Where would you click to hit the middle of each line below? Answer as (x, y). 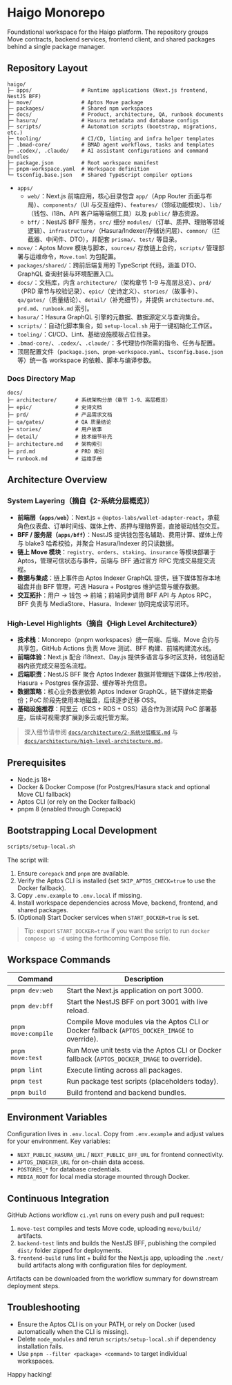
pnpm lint (27, 1070)
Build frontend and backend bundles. (126, 1093)
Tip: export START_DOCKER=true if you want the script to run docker (117, 930)
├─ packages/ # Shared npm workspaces (80, 109)
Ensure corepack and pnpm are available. (73, 873)
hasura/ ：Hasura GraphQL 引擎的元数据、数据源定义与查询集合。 (110, 317)
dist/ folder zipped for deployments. (70, 1250)
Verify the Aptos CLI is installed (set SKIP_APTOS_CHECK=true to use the (116, 880)
